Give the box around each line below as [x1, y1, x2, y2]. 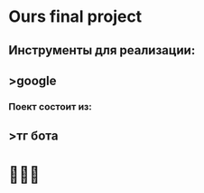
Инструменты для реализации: [8, 43, 196, 58]
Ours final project [8, 6, 143, 27]
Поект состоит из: [8, 100, 92, 112]
